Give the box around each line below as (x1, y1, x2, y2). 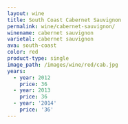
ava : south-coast (7, 42, 57, 49)
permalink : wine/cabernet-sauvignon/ (7, 23, 116, 30)
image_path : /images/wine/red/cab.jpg (7, 61, 118, 68)
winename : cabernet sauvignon (7, 29, 94, 37)
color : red (7, 49, 39, 56)
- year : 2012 (13, 74, 51, 81)
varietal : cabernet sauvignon (7, 36, 94, 43)
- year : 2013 (13, 87, 51, 94)
